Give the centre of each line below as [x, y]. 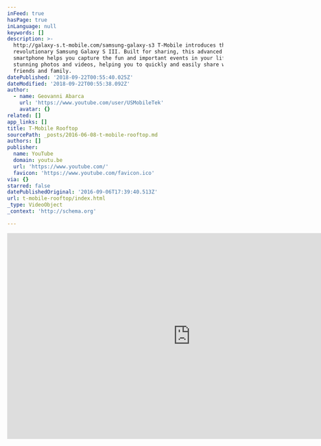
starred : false [29, 186]
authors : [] [24, 141]
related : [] [24, 115]
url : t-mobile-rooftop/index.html [57, 199]
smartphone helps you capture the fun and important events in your [113, 58]
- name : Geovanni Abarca [49, 97]
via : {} [18, 179]
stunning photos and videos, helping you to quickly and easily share [116, 64]
